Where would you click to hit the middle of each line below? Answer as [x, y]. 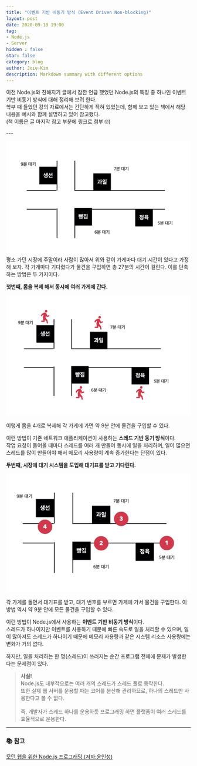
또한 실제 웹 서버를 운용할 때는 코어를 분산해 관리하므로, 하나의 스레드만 [102, 691]
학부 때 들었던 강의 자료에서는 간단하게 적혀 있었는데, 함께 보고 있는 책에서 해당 [96, 107]
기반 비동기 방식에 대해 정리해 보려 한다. [51, 100]
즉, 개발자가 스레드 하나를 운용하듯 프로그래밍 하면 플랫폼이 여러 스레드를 [103, 711]
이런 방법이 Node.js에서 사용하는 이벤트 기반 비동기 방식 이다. [75, 622]
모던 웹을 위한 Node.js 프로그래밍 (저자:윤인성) [60, 757]
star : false [21, 56]
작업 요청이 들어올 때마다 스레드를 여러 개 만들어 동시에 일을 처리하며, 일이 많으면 [98, 445]
